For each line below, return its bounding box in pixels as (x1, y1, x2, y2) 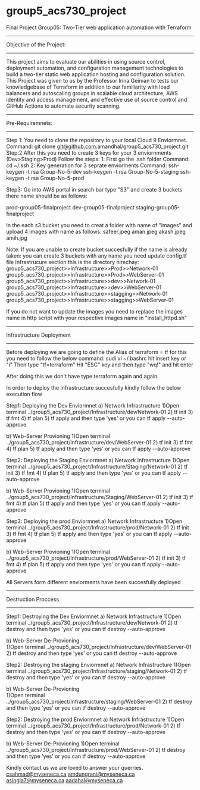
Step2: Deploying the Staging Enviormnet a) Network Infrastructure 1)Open (6, 456, 190, 463)
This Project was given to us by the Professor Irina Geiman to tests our (6, 77, 179, 84)
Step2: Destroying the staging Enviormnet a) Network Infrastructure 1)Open (6, 661, 192, 668)
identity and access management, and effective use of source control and (6, 96, 187, 103)
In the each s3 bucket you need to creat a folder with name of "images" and (6, 221, 192, 228)
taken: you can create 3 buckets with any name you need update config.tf (6, 252, 187, 259)
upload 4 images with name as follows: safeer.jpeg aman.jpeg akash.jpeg (6, 228, 186, 235)
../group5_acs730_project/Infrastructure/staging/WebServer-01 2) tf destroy (6, 698, 192, 705)
